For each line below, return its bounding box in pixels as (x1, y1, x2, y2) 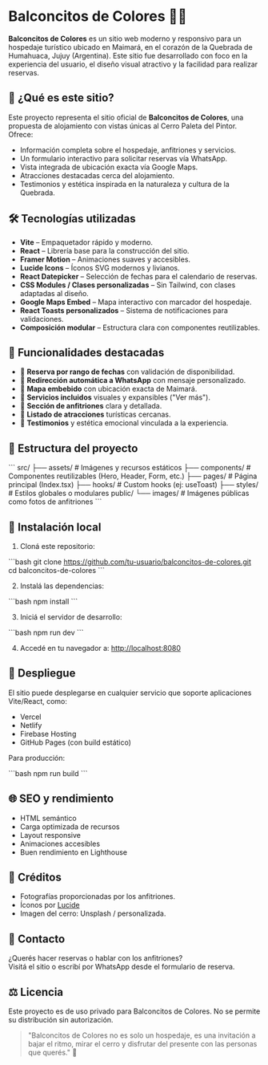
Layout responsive (19, 830, 82, 839)
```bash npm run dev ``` (8, 628, 84, 637)
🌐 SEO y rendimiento (8, 792, 114, 806)
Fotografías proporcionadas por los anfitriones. (19, 892, 176, 901)
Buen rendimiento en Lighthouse (19, 847, 128, 857)
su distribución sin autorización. (8, 1015, 114, 1025)
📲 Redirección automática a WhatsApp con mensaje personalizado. (19, 376, 246, 385)
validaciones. (19, 314, 64, 323)
